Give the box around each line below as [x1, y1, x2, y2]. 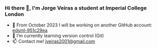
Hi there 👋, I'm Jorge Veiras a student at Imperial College [5, 4, 147, 11]
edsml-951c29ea [12, 27, 48, 33]
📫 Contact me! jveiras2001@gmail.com [12, 38, 95, 44]
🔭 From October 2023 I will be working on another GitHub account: [12, 22, 152, 28]
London [5, 10, 24, 17]
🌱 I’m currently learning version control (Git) [12, 32, 104, 39]
